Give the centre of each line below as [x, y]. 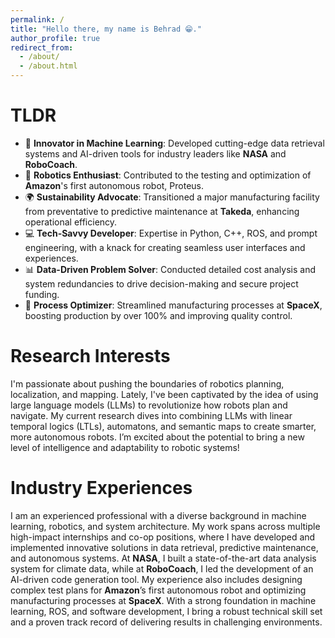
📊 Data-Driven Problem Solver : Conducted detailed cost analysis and [170, 269]
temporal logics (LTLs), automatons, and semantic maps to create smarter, [163, 426]
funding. [42, 294]
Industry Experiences [101, 488]
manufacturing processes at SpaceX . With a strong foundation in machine [163, 600]
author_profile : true [55, 38]
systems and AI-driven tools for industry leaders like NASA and [155, 153]
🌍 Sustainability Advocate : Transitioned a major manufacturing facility [172, 197]
